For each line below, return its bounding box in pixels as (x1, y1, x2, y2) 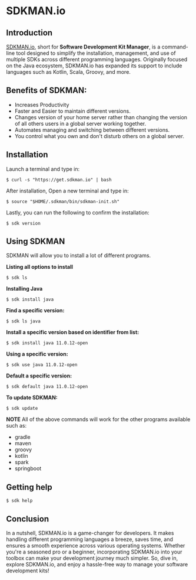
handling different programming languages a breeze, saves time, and (6, 536, 174, 543)
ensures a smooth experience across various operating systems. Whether (6, 542, 185, 549)
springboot (14, 465, 42, 472)
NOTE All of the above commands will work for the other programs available (6, 416, 191, 423)
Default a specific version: (6, 372, 72, 379)
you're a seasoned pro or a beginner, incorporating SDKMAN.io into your (6, 548, 182, 556)
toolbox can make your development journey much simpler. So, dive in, (6, 555, 178, 562)
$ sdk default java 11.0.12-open (6, 384, 88, 390)
